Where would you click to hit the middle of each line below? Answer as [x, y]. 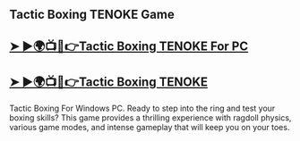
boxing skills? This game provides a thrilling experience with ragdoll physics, [150, 117]
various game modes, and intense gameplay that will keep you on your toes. [150, 127]
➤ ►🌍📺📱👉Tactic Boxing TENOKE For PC [129, 46]
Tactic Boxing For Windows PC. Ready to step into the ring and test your [142, 108]
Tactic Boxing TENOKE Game [92, 15]
